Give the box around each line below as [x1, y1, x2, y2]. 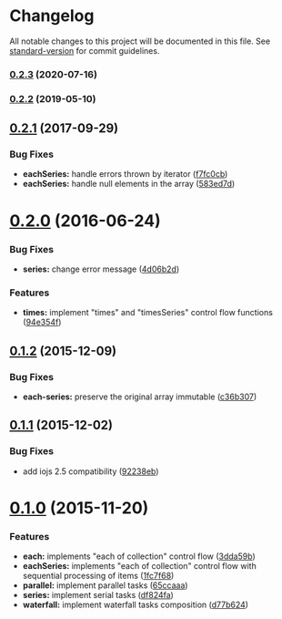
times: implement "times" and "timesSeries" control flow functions [22, 307, 273, 318]
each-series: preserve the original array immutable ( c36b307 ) [22, 391, 257, 402]
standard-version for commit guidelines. [9, 45, 160, 56]
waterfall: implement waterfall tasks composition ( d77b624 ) [22, 599, 248, 611]
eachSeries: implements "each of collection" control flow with [22, 561, 257, 572]
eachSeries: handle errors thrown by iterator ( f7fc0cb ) [22, 169, 228, 180]
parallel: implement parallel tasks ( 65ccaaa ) [22, 580, 188, 591]
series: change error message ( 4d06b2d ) [22, 263, 180, 274]
